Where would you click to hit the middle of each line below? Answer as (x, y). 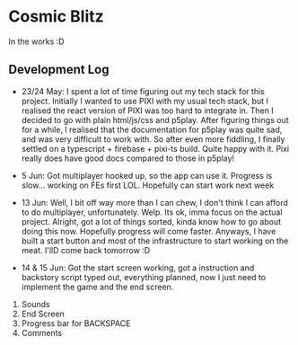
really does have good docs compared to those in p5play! (128, 158)
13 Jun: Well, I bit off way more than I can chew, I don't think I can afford (155, 202)
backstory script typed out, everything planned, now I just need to (144, 277)
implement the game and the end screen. (97, 287)
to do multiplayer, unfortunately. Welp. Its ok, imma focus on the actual (152, 212)
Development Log (59, 70)
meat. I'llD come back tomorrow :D (86, 250)
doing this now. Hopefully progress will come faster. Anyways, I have (149, 231)
